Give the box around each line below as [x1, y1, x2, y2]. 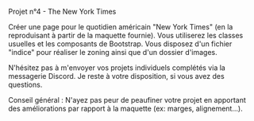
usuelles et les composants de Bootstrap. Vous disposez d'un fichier [8, 39, 233, 49]
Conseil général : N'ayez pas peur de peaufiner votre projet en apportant [8, 96, 246, 104]
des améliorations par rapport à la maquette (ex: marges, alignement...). [8, 103, 244, 113]
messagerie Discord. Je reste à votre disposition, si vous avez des [8, 72, 225, 80]
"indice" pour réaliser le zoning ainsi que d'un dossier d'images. [8, 48, 218, 57]
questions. [8, 80, 43, 89]
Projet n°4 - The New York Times [8, 7, 117, 16]
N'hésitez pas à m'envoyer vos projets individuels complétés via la [8, 63, 226, 72]
